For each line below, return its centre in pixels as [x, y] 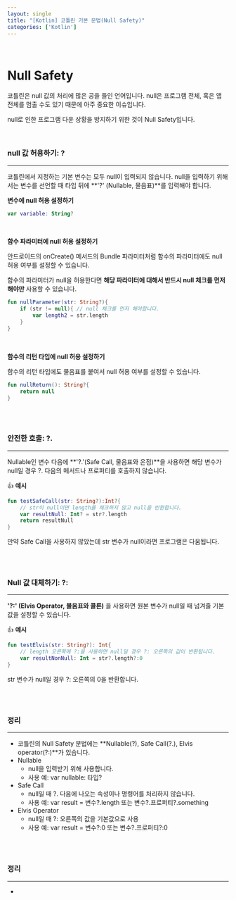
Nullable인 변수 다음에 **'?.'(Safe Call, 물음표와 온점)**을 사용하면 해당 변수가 [114, 461]
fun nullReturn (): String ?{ [48, 385]
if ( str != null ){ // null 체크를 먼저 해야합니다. [90, 309]
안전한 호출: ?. [30, 439]
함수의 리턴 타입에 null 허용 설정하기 [56, 356]
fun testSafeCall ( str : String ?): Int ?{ [64, 501]
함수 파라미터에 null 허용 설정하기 [53, 242]
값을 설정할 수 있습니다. [39, 615]
